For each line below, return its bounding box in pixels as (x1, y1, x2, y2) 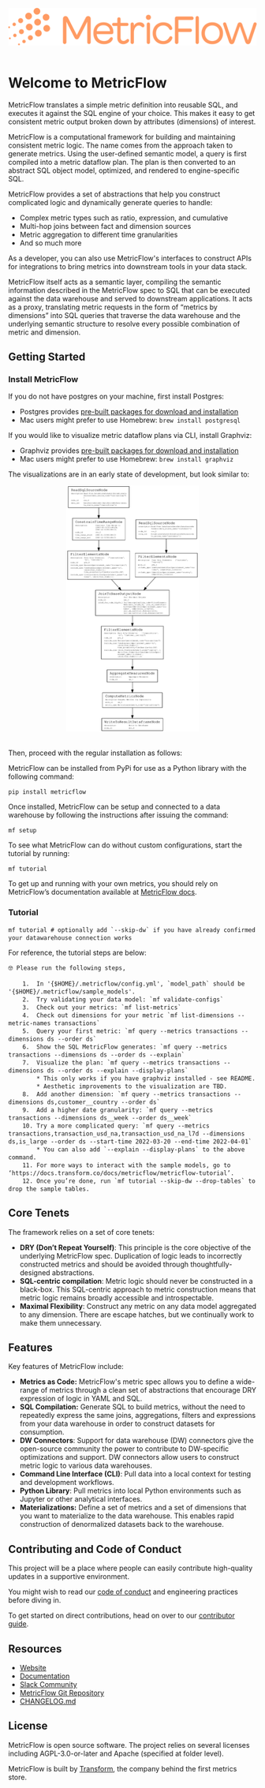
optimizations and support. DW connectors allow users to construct (19, 1453, 240, 1462)
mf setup (8, 827, 37, 835)
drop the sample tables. (8, 1184, 90, 1193)
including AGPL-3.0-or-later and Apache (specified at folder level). (8, 1749, 225, 1758)
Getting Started (8, 350, 86, 364)
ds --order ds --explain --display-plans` (47, 1066, 189, 1075)
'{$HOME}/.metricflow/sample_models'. (8, 987, 136, 996)
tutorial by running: (8, 849, 70, 858)
